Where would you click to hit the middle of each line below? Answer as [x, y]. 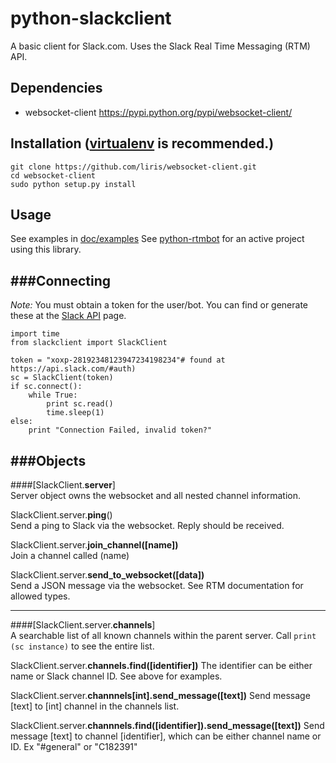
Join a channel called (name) [70, 555]
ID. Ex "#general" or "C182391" [74, 746]
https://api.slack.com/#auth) [73, 369]
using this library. [46, 249]
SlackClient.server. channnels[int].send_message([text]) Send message [160, 695]
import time [35, 334]
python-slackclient [91, 18]
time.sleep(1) [75, 413]
